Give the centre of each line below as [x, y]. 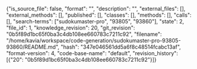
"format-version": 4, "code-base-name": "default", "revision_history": [92, 53]
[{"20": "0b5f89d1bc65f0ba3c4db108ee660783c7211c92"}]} [82, 60]
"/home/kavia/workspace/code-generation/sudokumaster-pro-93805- [94, 40]
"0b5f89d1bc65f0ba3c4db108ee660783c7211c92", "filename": [84, 34]
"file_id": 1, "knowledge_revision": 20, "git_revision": [71, 28]
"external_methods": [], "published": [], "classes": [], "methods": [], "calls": [99, 15]
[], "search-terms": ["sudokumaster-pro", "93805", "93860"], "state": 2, [95, 21]
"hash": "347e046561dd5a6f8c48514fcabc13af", [121, 47]
